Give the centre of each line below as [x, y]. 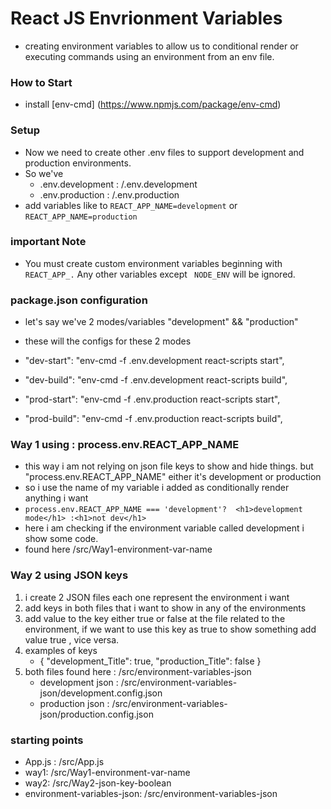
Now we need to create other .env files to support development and [164, 152]
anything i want [56, 498]
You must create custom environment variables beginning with [153, 263]
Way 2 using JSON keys [69, 575]
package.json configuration [79, 300]
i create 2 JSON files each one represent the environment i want [157, 597]
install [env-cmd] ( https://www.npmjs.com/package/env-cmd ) [153, 104]
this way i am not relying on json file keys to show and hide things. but [169, 466]
